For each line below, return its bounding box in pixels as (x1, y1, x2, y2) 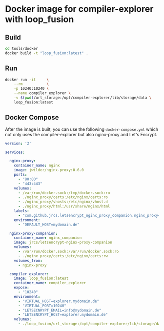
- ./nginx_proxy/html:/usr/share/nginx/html (18, 204, 110, 209)
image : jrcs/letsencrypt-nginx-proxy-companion (14, 240, 112, 245)
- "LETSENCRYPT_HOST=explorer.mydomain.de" (18, 312, 108, 317)
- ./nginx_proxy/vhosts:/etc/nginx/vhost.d (18, 199, 108, 205)
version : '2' (5, 141, 32, 146)
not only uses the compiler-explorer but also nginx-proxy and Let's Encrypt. (5, 131, 158, 137)
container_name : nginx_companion (14, 235, 82, 240)
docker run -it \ (5, 77, 49, 82)
